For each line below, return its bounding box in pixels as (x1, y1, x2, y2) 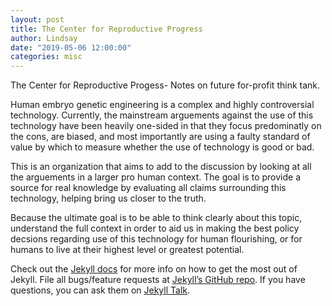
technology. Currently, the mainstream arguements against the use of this (10, 109, 314, 121)
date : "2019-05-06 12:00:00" (10, 42, 132, 53)
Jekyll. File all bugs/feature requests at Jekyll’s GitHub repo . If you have (10, 274, 306, 286)
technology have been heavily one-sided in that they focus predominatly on (10, 120, 322, 132)
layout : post (10, 14, 65, 25)
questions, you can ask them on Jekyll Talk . (10, 284, 191, 296)
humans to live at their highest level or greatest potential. (10, 244, 245, 256)
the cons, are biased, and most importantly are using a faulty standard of (10, 131, 311, 143)
